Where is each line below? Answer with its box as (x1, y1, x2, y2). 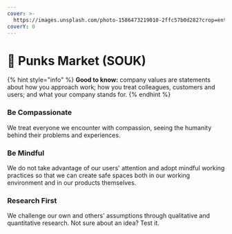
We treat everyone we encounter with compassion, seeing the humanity (7, 123, 212, 132)
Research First (7, 195, 57, 205)
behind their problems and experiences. (7, 131, 121, 139)
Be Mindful (7, 148, 45, 158)
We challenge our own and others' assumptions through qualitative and (7, 212, 211, 220)
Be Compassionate (7, 108, 72, 118)
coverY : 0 (7, 23, 36, 30)
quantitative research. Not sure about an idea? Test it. (7, 219, 160, 227)
